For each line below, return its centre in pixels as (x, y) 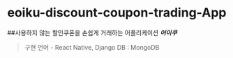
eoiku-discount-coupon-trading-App (117, 13)
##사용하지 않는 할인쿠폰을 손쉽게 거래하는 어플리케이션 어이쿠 (92, 32)
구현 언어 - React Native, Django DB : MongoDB (92, 47)
